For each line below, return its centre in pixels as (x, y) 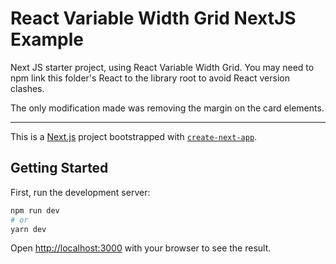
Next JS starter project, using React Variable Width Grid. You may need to (162, 67)
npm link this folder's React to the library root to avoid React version (150, 78)
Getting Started (59, 168)
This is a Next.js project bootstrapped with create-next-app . (134, 136)
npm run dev (35, 210)
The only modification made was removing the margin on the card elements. (167, 108)
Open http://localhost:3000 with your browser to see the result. (141, 248)
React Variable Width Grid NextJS (153, 18)
